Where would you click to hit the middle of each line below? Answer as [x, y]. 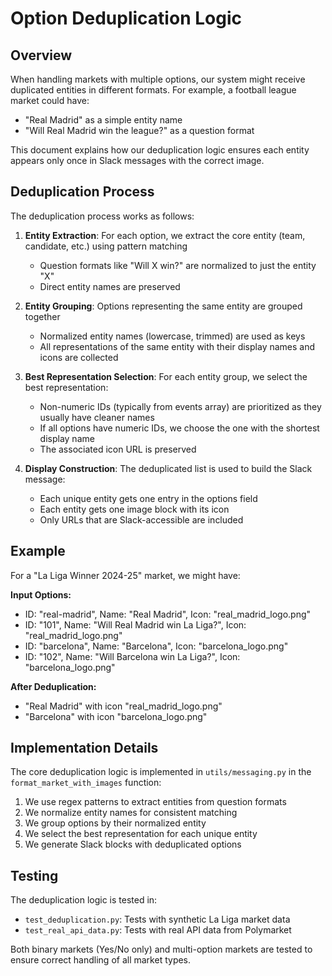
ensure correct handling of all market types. [101, 960]
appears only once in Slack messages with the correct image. [137, 160]
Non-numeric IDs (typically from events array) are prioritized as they [180, 406]
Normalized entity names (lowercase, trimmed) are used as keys [172, 336]
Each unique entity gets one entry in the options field [148, 498]
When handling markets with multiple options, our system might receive [158, 79]
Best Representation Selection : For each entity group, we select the [166, 376]
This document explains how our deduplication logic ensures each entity [160, 150]
